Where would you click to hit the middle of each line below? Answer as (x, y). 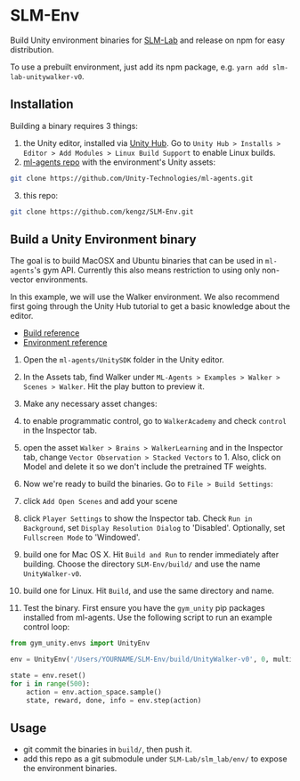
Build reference (51, 333)
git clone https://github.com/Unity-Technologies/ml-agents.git (132, 178)
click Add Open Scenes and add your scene (100, 501)
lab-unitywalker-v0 (46, 77)
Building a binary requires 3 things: (74, 126)
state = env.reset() (49, 676)
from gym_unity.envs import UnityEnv (80, 643)
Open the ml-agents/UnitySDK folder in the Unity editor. (124, 360)
